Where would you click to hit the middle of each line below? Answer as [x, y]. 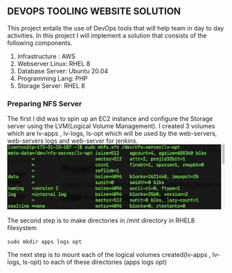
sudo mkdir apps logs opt [44, 242]
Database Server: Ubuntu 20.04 [63, 71]
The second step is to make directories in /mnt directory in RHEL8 [101, 220]
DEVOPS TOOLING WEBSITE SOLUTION [94, 11]
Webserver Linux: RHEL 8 [54, 63]
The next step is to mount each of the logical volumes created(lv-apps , [109, 255]
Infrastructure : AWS [46, 56]
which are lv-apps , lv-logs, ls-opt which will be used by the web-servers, [112, 134]
